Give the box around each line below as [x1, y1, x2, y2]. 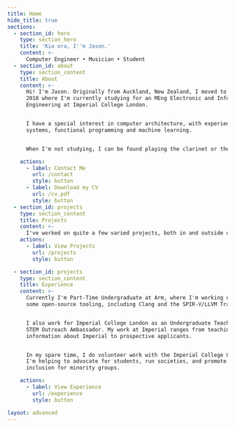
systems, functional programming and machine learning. [25, 127, 192, 134]
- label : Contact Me [25, 164, 86, 171]
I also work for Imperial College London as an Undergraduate [25, 319, 211, 326]
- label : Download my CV [25, 184, 99, 191]
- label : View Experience [25, 384, 101, 391]
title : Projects [20, 216, 68, 224]
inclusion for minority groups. [25, 365, 120, 372]
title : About [20, 75, 58, 83]
